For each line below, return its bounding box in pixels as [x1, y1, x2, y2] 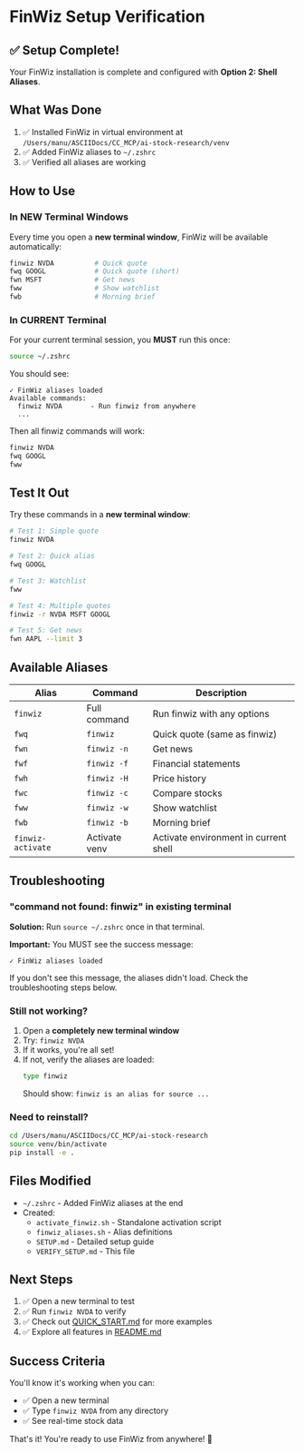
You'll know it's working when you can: [9, 1378, 156, 1389]
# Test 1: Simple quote [9, 526, 100, 536]
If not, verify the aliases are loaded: [22, 1055, 155, 1065]
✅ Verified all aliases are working [22, 156, 147, 167]
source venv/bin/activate [9, 1140, 107, 1149]
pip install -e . [9, 1148, 75, 1157]
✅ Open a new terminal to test [22, 1296, 136, 1307]
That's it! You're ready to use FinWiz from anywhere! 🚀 [9, 1434, 213, 1445]
